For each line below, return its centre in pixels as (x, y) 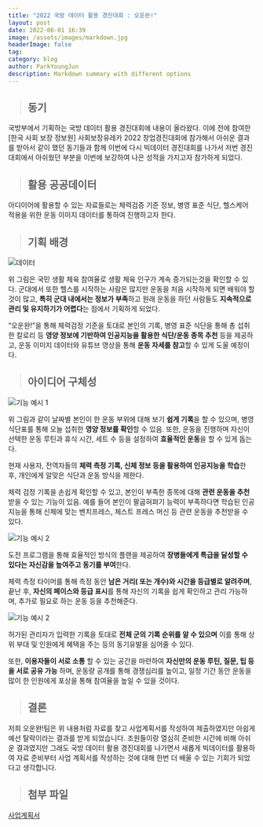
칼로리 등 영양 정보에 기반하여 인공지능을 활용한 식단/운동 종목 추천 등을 (124, 336)
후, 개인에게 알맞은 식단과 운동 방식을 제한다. (76, 475)
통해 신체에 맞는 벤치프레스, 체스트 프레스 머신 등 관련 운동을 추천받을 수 (139, 511)
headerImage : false (40, 45)
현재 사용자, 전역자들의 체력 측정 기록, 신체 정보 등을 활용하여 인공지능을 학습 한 (127, 465)
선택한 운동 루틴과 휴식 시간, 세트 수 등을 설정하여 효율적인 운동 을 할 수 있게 (123, 439)
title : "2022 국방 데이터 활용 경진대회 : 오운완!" (83, 15)
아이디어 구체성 (62, 382)
